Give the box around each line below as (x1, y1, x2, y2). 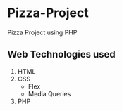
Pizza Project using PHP (7, 28, 78, 37)
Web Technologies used (7, 48, 116, 60)
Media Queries (28, 89, 71, 98)
